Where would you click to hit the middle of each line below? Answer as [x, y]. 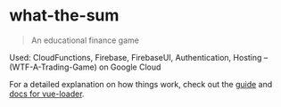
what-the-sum [64, 16]
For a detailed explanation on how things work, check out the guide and [141, 84]
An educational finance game [85, 40]
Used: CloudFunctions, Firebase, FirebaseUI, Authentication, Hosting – [139, 57]
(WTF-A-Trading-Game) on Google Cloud [85, 67]
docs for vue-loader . [47, 94]
